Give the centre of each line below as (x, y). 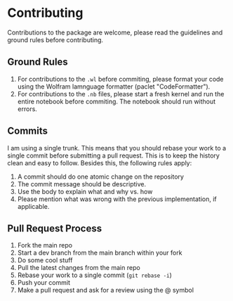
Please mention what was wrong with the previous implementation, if (117, 199)
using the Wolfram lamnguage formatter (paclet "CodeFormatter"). (114, 87)
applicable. (33, 206)
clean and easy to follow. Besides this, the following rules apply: (100, 162)
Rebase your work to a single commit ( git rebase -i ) (94, 275)
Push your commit (44, 283)
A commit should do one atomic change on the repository (101, 177)
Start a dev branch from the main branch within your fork (100, 253)
